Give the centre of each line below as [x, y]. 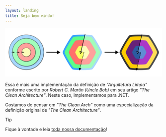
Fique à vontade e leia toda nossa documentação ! [56, 129]
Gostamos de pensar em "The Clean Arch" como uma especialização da [80, 105]
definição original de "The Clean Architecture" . [53, 110]
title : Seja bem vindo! [30, 16]
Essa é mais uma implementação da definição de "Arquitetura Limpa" [76, 85]
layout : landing [22, 10]
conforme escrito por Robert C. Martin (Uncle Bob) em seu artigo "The [78, 90]
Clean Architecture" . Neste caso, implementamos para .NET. [67, 95]
